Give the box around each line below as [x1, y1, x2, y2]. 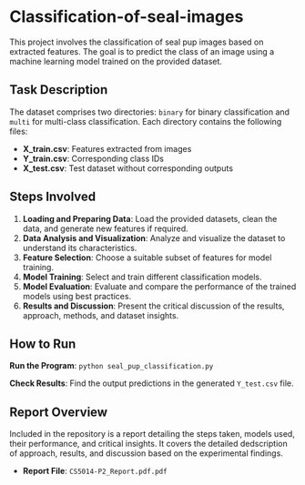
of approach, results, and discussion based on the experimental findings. [9, 448, 284, 459]
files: [9, 126, 28, 136]
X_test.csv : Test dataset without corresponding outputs [22, 162, 234, 174]
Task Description [9, 82, 108, 97]
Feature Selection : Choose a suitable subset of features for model [22, 252, 272, 263]
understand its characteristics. [22, 242, 137, 253]
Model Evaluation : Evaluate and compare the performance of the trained [22, 280, 297, 292]
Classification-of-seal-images [9, 6, 244, 27]
